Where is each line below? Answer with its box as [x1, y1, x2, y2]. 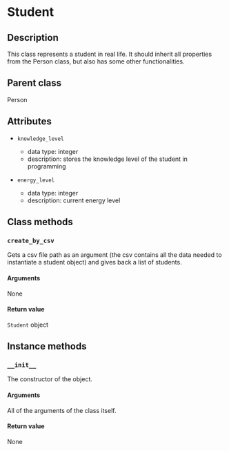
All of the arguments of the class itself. [7, 406, 117, 414]
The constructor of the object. [7, 375, 93, 383]
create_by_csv [7, 236, 54, 244]
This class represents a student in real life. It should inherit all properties [7, 50, 212, 58]
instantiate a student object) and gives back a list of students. [7, 258, 182, 267]
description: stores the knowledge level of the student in [27, 155, 188, 163]
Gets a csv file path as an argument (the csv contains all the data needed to [7, 251, 222, 259]
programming [27, 162, 67, 170]
